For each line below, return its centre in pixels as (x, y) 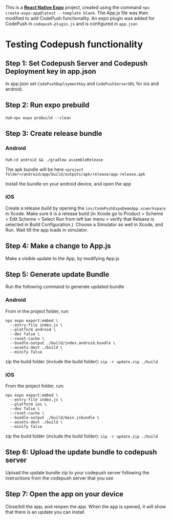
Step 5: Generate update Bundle (57, 274)
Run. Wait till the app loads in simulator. (47, 230)
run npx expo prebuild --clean (38, 117)
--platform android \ (33, 329)
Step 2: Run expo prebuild (47, 105)
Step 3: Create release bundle (54, 133)
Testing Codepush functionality (74, 44)
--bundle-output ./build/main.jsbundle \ (55, 418)
